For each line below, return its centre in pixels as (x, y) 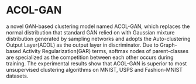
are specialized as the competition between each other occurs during (90, 57)
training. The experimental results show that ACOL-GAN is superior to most (97, 63)
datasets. (17, 76)
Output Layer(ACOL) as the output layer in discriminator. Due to (82, 45)
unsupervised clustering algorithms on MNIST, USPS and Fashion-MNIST (94, 69)
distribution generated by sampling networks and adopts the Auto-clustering (98, 38)
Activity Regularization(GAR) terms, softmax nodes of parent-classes (106, 51)
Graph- (169, 45)
